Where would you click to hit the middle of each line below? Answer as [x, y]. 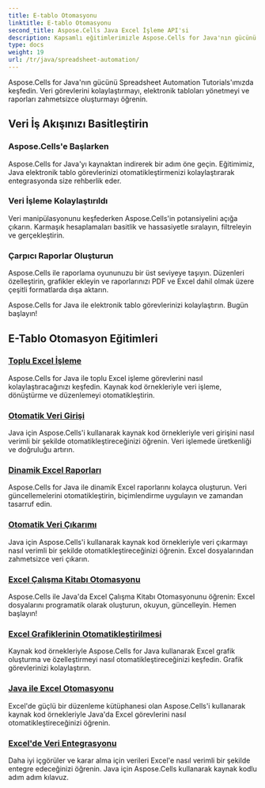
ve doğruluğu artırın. [42, 450]
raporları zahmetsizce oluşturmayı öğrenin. [78, 99]
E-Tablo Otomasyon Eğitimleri [83, 339]
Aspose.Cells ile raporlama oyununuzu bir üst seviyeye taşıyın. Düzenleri [127, 273]
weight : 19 [26, 52]
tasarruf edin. [30, 504]
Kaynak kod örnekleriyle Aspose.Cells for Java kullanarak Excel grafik [122, 651]
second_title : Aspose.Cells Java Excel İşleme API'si [99, 30]
